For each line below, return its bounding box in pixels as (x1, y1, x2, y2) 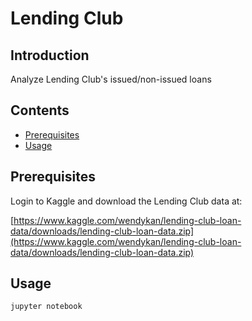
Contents (10, 102, 70, 119)
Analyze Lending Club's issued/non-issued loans (10, 73, 212, 85)
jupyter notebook (10, 302, 83, 312)
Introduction (10, 47, 90, 64)
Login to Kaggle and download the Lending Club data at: (10, 195, 243, 207)
